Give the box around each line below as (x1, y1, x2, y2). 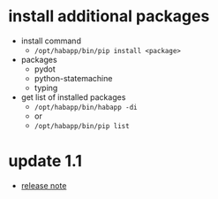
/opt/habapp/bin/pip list (34, 121, 130, 130)
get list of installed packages (20, 91, 126, 103)
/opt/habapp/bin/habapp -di (34, 103, 138, 111)
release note (20, 180, 67, 191)
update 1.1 (8, 151, 83, 172)
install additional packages (8, 6, 210, 27)
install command (20, 35, 81, 46)
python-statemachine (34, 73, 113, 83)
